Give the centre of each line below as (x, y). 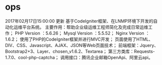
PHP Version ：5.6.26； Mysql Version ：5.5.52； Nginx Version (80, 33)
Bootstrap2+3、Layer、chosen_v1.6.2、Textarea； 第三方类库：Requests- (80, 51)
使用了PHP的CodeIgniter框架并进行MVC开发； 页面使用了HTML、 (86, 39)
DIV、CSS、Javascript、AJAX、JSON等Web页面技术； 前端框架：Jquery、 (82, 45)
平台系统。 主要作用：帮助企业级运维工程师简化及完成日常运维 (85, 27)
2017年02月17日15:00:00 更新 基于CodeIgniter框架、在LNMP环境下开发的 (79, 21)
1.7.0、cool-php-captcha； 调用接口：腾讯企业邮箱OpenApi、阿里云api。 (79, 57)
